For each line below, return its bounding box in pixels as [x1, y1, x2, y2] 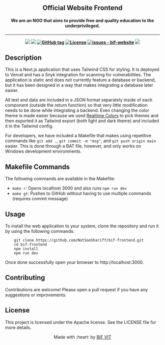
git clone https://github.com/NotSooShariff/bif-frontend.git [14, 238, 144, 243]
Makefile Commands [5, 162, 70, 171]
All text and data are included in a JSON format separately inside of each [5, 97, 153, 103]
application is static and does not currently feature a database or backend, [5, 77, 156, 83]
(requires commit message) [12, 196, 68, 202]
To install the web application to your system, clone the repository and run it [5, 223, 159, 229]
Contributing [5, 274, 45, 282]
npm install [14, 247, 38, 251]
